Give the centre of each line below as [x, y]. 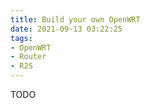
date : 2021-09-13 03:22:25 [66, 29]
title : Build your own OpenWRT [75, 19]
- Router [28, 57]
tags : [21, 38]
